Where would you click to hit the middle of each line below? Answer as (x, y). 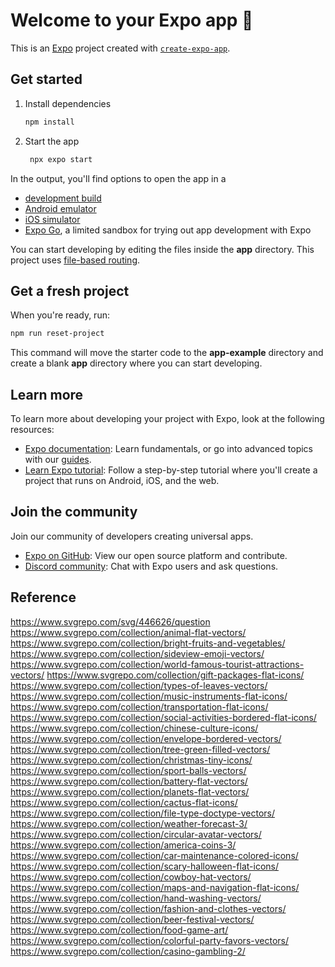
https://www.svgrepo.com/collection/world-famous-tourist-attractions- (157, 664)
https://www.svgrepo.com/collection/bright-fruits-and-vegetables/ (148, 643)
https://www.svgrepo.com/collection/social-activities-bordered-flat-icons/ (163, 717)
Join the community (74, 512)
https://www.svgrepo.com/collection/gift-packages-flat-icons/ (175, 675)
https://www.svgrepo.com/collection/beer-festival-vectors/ (132, 919)
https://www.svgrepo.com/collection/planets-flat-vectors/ (130, 791)
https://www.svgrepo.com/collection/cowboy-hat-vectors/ (131, 876)
